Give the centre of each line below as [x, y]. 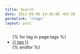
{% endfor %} [26, 47]
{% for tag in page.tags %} [39, 37]
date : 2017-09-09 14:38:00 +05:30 [40, 14]
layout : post [18, 23]
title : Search [20, 9]
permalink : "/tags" [25, 18]
